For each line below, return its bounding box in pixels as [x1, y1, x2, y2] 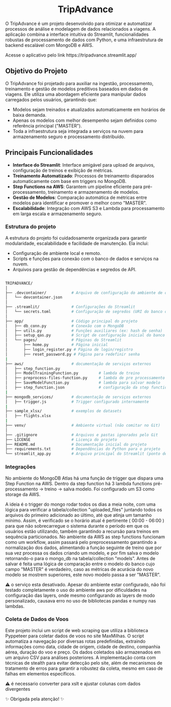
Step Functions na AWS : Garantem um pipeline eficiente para [12, 184, 142, 190]
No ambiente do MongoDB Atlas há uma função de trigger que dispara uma [5, 475, 164, 481]
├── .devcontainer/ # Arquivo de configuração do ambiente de [5, 290, 163, 295]
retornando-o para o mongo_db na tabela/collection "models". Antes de [5, 555, 156, 561]
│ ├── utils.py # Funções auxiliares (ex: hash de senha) [5, 328, 163, 333]
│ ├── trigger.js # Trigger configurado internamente [5, 399, 149, 404]
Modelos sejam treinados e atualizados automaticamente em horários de [12, 106, 165, 113]
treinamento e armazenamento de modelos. [48, 189, 140, 195]
